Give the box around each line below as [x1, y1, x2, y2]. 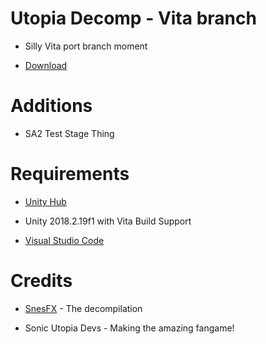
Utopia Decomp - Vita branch [10, 7, 257, 30]
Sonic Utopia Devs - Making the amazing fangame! [24, 322, 235, 334]
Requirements [10, 163, 130, 186]
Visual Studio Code [24, 234, 105, 246]
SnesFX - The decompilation [24, 302, 143, 314]
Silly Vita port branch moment [24, 40, 148, 52]
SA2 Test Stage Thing [24, 127, 115, 139]
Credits [10, 270, 73, 292]
